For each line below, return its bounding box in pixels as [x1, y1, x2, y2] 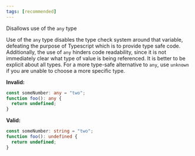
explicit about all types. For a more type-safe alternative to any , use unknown [6, 61, 190, 68]
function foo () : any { [6, 95, 62, 101]
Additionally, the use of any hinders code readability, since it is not [6, 48, 167, 56]
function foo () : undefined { [6, 134, 78, 140]
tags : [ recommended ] [6, 8, 57, 15]
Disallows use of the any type [6, 25, 77, 32]
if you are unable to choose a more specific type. [6, 67, 125, 74]
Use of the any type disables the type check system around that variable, [6, 36, 183, 43]
